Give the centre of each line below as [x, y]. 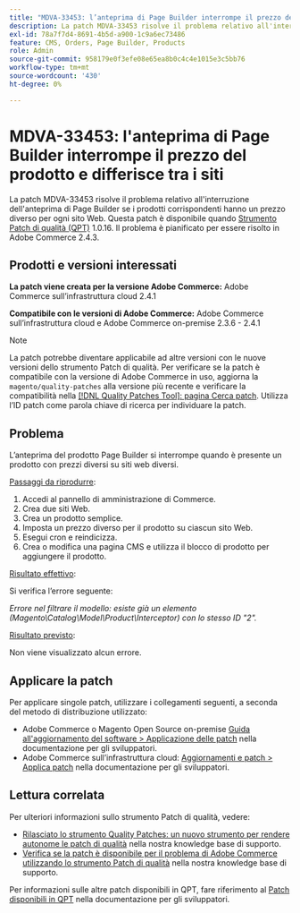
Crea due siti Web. [56, 509]
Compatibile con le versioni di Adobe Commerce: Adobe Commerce [137, 313]
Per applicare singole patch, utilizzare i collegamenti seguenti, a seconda [144, 702]
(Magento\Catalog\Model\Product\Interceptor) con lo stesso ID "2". [133, 618]
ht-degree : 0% [36, 84]
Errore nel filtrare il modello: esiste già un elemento [103, 609]
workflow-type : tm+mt [50, 68]
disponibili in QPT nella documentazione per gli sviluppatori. [120, 899]
